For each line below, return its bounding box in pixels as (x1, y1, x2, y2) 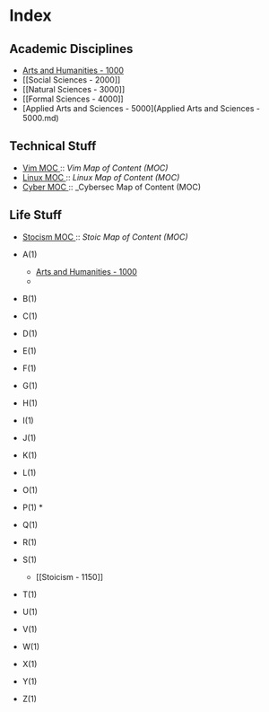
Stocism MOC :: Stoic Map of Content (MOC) (22, 231, 188, 242)
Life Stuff (9, 207, 63, 223)
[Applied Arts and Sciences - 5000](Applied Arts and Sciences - (22, 103, 260, 113)
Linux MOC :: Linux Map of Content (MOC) (22, 171, 180, 182)
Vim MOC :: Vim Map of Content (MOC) (22, 163, 169, 173)
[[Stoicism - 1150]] (35, 571, 104, 582)
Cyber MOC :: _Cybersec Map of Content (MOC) (22, 181, 202, 192)
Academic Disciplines (9, 41, 134, 57)
